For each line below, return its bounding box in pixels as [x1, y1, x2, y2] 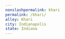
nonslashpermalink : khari [5, 7, 60, 13]
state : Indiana [5, 26, 38, 31]
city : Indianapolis [5, 21, 47, 27]
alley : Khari [5, 17, 33, 22]
